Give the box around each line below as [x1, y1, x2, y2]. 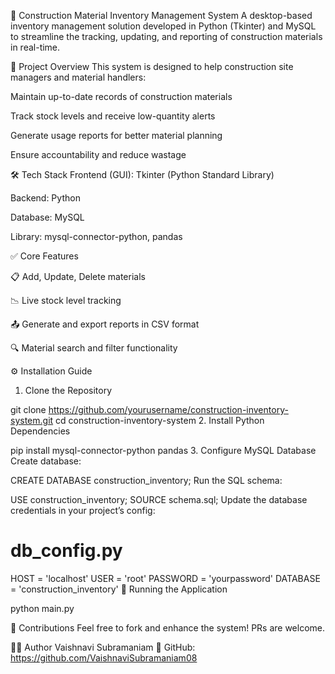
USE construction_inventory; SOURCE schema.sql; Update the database [10, 494, 308, 505]
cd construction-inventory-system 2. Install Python [55, 415, 265, 426]
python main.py [10, 602, 75, 614]
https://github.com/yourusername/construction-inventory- [48, 404, 289, 415]
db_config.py [10, 540, 123, 562]
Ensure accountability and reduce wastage [10, 149, 187, 160]
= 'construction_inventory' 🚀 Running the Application [10, 583, 228, 595]
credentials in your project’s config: [10, 505, 156, 516]
